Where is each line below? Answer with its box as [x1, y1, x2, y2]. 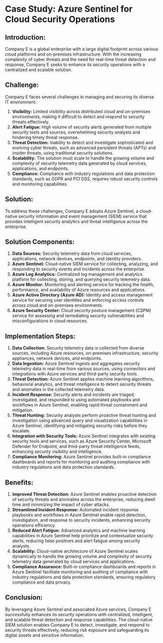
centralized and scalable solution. [5, 67, 72, 73]
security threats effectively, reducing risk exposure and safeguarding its [5, 627, 149, 633]
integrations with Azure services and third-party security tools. [12, 371, 138, 377]
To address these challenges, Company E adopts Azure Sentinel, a [5, 208, 139, 214]
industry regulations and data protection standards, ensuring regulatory [12, 574, 156, 580]
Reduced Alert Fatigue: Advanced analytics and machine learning [12, 527, 145, 533]
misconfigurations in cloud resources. [12, 318, 89, 324]
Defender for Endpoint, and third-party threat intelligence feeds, [12, 444, 141, 449]
